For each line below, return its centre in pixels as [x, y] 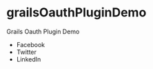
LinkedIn [29, 59]
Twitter [27, 52]
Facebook [31, 44]
